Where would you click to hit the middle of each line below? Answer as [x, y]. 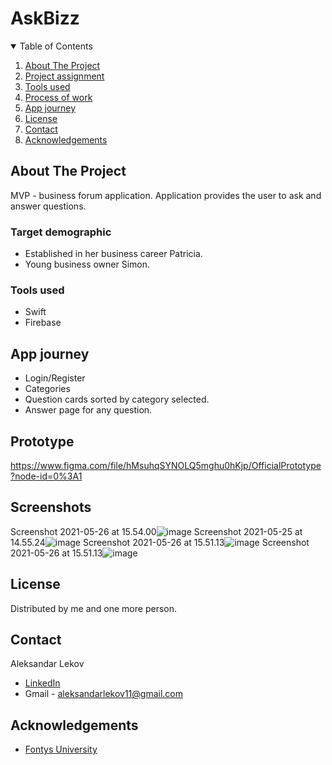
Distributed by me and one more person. [93, 608]
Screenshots [51, 507]
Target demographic [61, 232]
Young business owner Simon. [87, 264]
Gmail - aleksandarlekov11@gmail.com [104, 694]
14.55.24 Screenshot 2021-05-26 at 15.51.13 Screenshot [160, 542]
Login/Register [55, 378]
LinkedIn [42, 683]
